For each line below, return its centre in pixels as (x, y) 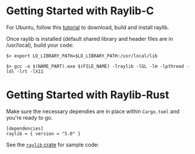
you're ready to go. (30, 117)
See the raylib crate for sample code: (52, 145)
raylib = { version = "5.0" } (44, 134)
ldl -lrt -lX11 (25, 71)
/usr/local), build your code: (40, 45)
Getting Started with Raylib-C (80, 11)
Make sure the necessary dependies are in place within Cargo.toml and (93, 111)
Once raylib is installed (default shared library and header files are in (90, 38)
